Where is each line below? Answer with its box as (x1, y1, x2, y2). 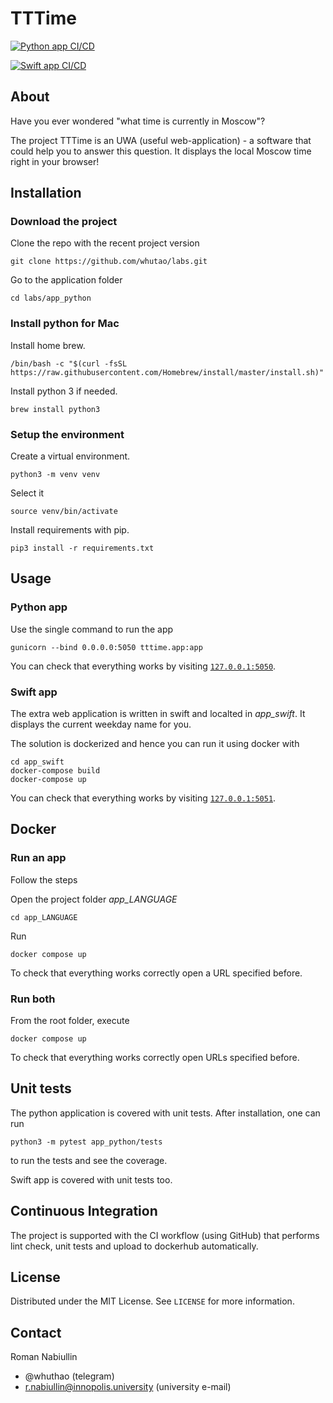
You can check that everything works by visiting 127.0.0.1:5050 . (10, 660, 277, 672)
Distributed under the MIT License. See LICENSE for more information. (10, 1295, 295, 1307)
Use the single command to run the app (10, 623, 174, 635)
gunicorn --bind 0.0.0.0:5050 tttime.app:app (10, 642, 203, 652)
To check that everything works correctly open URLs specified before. (10, 1052, 300, 1063)
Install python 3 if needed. (10, 385, 118, 397)
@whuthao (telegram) (24, 1370, 115, 1382)
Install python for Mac (10, 317, 120, 331)
